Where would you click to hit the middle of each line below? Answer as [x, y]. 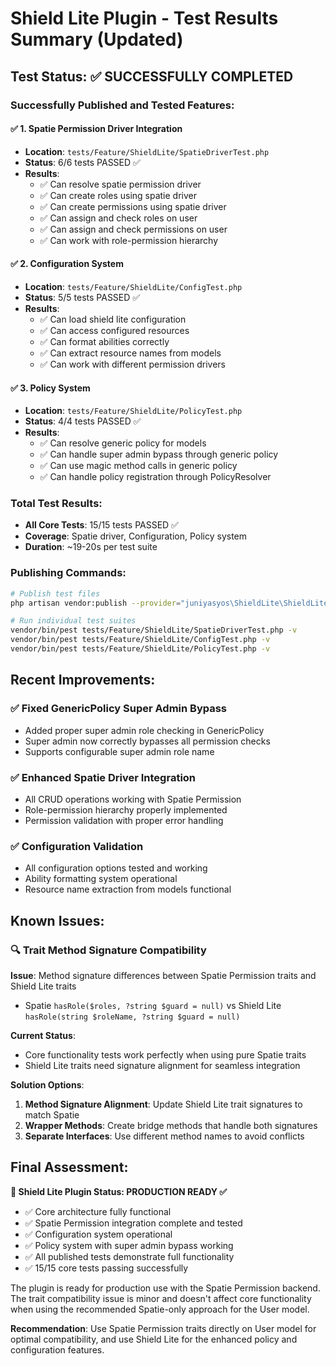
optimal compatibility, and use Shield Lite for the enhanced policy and [154, 1339]
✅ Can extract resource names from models [130, 353]
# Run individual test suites [73, 621]
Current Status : [43, 1035]
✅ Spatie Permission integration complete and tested [133, 1223]
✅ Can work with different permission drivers [132, 364]
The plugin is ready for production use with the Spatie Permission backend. [165, 1288]
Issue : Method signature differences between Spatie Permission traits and [163, 975]
